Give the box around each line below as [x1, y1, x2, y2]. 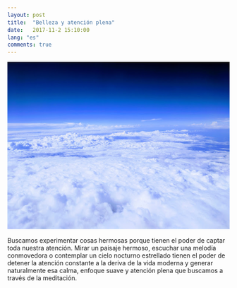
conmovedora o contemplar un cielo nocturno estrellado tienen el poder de [7, 251, 226, 260]
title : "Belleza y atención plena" [7, 18, 115, 26]
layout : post [7, 11, 46, 18]
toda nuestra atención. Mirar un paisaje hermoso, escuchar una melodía [7, 244, 217, 253]
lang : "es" [7, 34, 39, 41]
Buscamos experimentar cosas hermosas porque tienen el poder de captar [7, 236, 226, 245]
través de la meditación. [7, 274, 78, 282]
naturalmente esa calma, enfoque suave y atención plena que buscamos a [7, 266, 224, 275]
